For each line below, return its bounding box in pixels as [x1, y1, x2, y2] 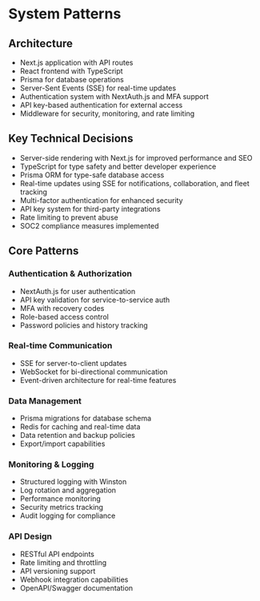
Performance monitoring [19, 494, 102, 503]
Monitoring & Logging [8, 459, 94, 470]
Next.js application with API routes [19, 58, 134, 67]
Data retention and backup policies [19, 431, 136, 440]
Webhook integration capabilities [19, 575, 129, 584]
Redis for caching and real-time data [19, 422, 141, 432]
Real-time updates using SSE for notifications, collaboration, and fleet [19, 178, 250, 188]
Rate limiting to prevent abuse [19, 213, 118, 222]
